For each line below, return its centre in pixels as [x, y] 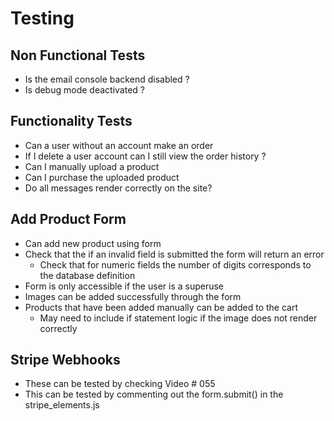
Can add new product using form [93, 243]
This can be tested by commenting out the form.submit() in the [154, 394]
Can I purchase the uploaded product [102, 177]
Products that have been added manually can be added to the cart [161, 307]
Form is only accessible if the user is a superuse [124, 286]
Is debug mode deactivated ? [84, 90]
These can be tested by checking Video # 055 [120, 384]
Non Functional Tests [78, 55]
